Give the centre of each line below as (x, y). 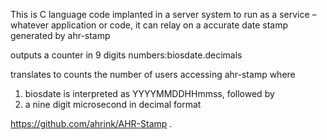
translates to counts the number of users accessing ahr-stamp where (153, 74)
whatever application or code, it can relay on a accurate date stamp (149, 25)
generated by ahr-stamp (60, 35)
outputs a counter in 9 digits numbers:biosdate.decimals (126, 55)
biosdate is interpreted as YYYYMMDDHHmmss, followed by (149, 93)
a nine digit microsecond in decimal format (113, 104)
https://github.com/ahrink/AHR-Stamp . (91, 123)
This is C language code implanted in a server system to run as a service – (163, 14)
